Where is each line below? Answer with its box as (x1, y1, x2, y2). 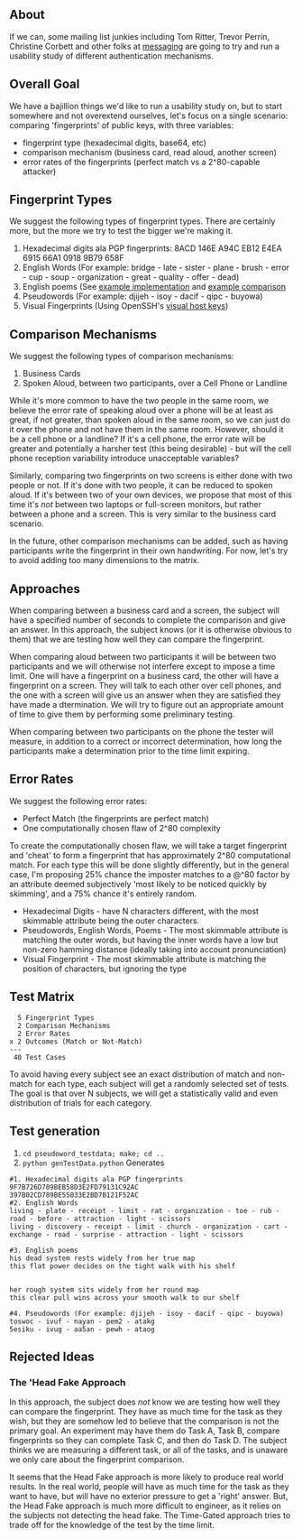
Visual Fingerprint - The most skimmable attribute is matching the (22, 953, 267, 964)
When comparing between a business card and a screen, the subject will (9, 605, 279, 617)
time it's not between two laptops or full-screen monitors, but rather (9, 499, 262, 510)
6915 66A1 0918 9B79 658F (22, 253, 124, 264)
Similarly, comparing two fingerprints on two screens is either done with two (9, 470, 293, 481)
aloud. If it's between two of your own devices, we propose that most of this (9, 489, 293, 500)
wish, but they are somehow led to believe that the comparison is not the (9, 1416, 279, 1427)
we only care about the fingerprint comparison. (9, 1454, 185, 1465)
